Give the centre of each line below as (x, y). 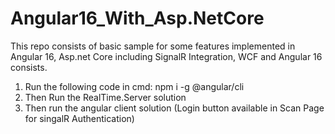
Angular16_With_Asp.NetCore (137, 18)
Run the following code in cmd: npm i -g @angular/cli (134, 86)
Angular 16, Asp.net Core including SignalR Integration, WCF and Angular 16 (166, 56)
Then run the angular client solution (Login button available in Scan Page (174, 108)
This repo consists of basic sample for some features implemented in (153, 46)
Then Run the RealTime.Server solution (105, 97)
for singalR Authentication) (79, 118)
